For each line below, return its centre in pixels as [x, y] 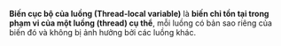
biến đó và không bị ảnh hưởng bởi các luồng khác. [103, 32]
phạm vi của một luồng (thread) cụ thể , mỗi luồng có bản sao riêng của [141, 23]
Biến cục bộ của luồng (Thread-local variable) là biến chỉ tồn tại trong [139, 14]
